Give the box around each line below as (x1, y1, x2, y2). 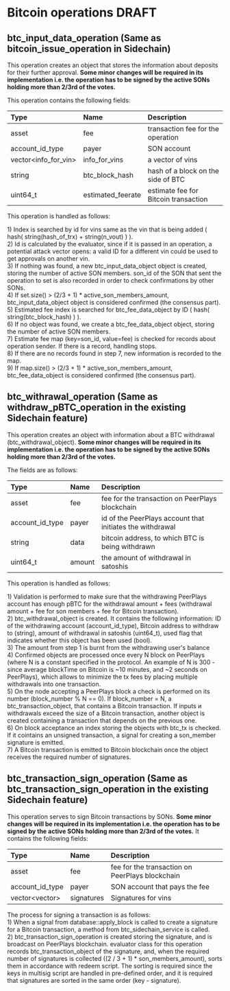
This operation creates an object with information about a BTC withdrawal (7, 430, 215, 439)
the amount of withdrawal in (101, 552, 192, 562)
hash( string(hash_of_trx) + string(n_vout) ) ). (7, 233, 133, 241)
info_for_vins (83, 155, 124, 164)
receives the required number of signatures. (7, 753, 131, 761)
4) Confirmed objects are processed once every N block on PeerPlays (7, 651, 205, 659)
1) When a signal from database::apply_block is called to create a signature (7, 918, 218, 926)
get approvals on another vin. (7, 255, 90, 262)
